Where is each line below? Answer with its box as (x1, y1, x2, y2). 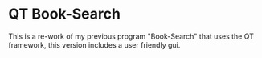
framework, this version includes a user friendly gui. (8, 39, 181, 49)
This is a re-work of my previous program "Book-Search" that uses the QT (8, 31, 255, 41)
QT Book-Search (8, 5, 121, 23)
